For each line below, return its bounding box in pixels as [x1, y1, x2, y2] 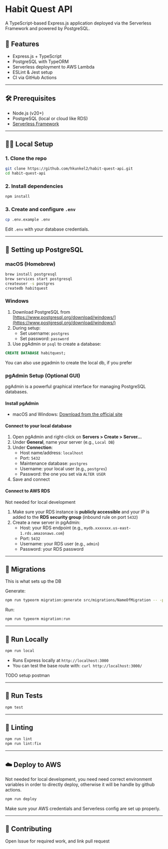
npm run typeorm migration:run [5, 616, 70, 621]
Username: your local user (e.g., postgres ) [19, 466, 107, 472]
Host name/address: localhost [19, 450, 83, 456]
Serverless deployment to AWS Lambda [12, 64, 95, 70]
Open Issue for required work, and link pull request [5, 838, 110, 844]
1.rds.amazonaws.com [19, 531, 63, 536]
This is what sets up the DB [5, 578, 61, 584]
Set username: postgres [19, 330, 69, 336]
